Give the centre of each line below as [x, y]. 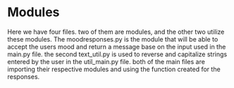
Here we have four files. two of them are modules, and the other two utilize [116, 32]
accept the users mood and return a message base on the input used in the [117, 46]
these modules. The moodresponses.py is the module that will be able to [113, 39]
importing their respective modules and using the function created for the [114, 69]
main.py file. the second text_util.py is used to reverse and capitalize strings [117, 54]
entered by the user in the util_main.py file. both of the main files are [106, 61]
